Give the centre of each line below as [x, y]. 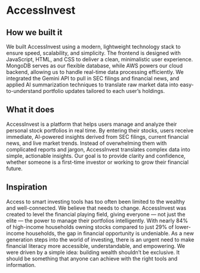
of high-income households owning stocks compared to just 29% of [90, 227]
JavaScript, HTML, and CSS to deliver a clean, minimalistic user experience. [100, 59]
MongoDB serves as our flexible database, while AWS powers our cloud [95, 66]
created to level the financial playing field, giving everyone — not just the [96, 214]
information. [21, 265]
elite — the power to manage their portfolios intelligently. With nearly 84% [97, 221]
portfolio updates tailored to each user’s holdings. [104, 91]
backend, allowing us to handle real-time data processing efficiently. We [95, 72]
